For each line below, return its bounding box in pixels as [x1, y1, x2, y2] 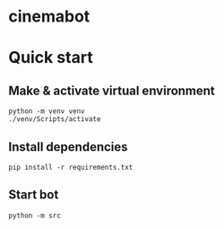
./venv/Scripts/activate [8, 115, 101, 124]
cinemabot [8, 6, 90, 27]
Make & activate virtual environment [8, 83, 216, 98]
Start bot [8, 187, 59, 203]
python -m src [8, 211, 62, 220]
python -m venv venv [8, 107, 86, 116]
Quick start [8, 48, 93, 68]
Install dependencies [8, 139, 128, 154]
